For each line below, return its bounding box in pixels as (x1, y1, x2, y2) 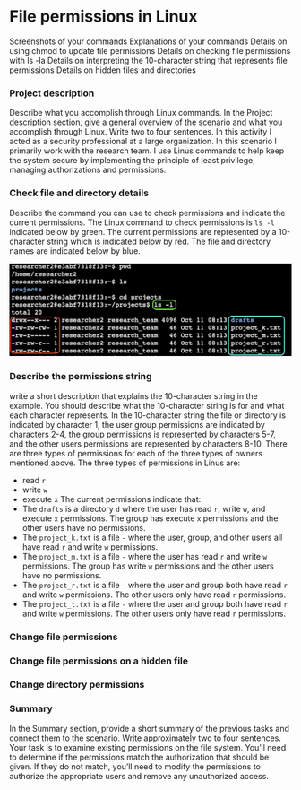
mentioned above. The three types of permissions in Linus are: (9, 457, 241, 468)
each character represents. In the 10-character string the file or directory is (9, 410, 287, 421)
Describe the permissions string (9, 370, 152, 383)
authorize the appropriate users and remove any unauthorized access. (9, 770, 269, 781)
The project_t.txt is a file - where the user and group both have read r (21, 598, 288, 609)
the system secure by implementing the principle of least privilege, (9, 155, 255, 166)
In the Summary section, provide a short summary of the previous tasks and (9, 723, 289, 734)
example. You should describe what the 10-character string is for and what (9, 400, 285, 411)
